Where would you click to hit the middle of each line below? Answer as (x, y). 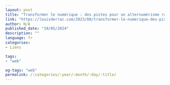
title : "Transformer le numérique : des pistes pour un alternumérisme (82, 15)
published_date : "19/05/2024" (37, 29)
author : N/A (18, 24)
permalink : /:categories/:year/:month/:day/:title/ (61, 75)
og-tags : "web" (21, 70)
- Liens (13, 47)
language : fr (19, 38)
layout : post (19, 10)
